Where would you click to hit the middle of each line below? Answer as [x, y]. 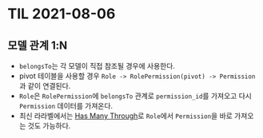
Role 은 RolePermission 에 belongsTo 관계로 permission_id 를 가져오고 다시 [135, 96]
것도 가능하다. [49, 126]
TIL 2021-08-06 [62, 14]
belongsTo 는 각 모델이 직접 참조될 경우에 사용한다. [97, 66]
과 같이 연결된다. [45, 86]
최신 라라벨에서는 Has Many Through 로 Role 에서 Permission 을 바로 [126, 116]
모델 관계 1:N [38, 45]
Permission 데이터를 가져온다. [66, 106]
